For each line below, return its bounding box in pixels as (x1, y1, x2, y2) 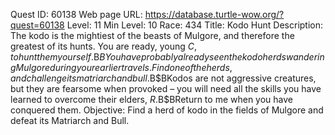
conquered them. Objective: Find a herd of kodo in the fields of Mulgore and (10, 104, 324, 116)
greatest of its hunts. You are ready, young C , (10, 40, 198, 52)
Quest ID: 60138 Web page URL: (10, 9, 143, 20)
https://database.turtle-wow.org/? (144, 9, 285, 20)
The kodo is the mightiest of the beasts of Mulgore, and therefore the (10, 30, 295, 41)
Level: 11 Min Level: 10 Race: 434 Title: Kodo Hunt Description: (66, 19, 324, 31)
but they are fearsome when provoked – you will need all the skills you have (10, 83, 322, 94)
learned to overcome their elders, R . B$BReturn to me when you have (10, 94, 293, 105)
